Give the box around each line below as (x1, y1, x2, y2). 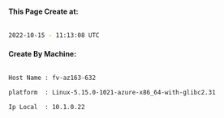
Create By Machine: (8, 48, 77, 58)
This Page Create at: (8, 6, 79, 16)
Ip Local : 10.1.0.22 (8, 103, 85, 112)
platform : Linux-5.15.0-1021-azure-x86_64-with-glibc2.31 (8, 89, 217, 97)
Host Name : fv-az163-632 (8, 74, 96, 82)
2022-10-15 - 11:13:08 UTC (8, 32, 100, 40)
